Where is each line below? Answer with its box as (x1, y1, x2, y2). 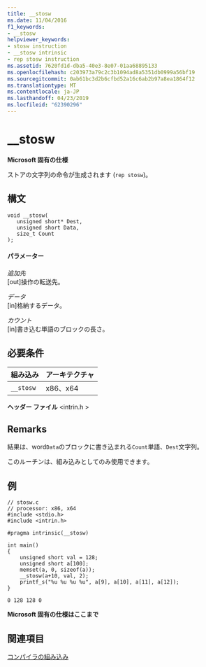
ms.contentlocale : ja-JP (7, 88, 80, 95)
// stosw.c (7, 499, 39, 506)
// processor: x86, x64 (7, 505, 77, 512)
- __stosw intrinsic (7, 50, 68, 57)
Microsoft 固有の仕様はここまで (7, 610, 99, 619)
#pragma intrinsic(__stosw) (7, 530, 89, 537)
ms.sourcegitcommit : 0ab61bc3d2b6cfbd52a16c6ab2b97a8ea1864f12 (7, 75, 196, 83)
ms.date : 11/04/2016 (7, 17, 68, 24)
